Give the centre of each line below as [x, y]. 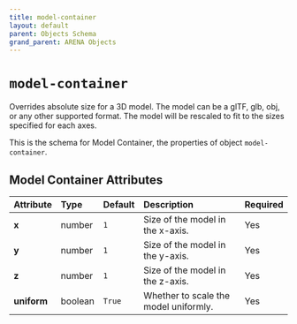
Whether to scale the [186, 295]
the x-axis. [166, 230]
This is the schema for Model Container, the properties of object [126, 143]
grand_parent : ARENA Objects [63, 42]
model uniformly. [178, 307]
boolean [78, 301]
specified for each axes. [53, 125]
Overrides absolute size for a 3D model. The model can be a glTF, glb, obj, [145, 107]
